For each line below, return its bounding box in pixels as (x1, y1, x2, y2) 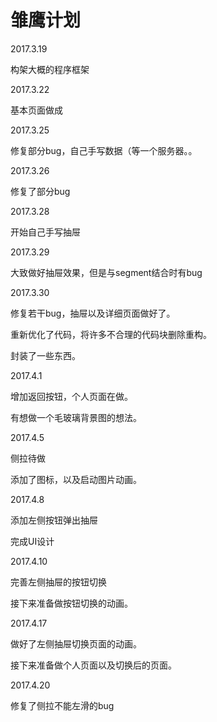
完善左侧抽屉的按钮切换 (10, 576, 107, 588)
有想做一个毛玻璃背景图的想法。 (10, 411, 142, 423)
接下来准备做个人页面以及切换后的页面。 (10, 659, 177, 671)
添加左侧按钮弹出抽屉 (10, 514, 98, 526)
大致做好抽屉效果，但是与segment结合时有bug (10, 266, 203, 278)
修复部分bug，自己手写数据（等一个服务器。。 (10, 144, 198, 156)
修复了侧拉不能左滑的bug (10, 699, 115, 711)
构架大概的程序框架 (10, 63, 90, 75)
